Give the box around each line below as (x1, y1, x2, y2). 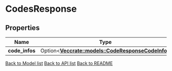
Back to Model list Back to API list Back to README (5, 60, 113, 66)
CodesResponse (5, 3, 77, 15)
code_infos (8, 47, 36, 54)
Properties (5, 23, 40, 32)
